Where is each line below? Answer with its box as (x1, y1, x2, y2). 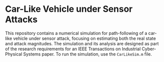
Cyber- (141, 46, 156, 52)
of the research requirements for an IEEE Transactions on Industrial (5, 46, 141, 52)
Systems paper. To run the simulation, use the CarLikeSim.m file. (23, 51, 152, 57)
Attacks (5, 14, 38, 25)
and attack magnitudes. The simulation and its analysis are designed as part (5, 40, 159, 46)
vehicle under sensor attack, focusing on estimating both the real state (13, 35, 156, 41)
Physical (5, 51, 23, 57)
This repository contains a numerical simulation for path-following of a (5, 30, 147, 36)
